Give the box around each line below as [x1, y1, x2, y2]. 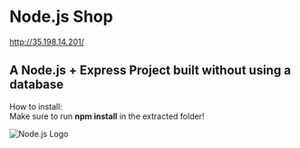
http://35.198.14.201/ [9, 36, 84, 47]
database [9, 77, 64, 93]
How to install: [9, 101, 63, 112]
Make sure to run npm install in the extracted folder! [9, 111, 205, 122]
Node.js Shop [9, 6, 113, 27]
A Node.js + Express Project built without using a [9, 63, 292, 78]
